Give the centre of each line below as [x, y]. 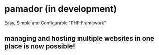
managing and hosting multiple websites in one [79, 38]
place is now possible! [40, 46]
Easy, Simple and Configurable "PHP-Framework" [55, 23]
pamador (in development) [61, 9]
